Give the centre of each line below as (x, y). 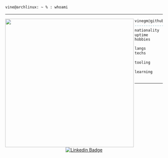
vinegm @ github (149, 21)
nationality (147, 30)
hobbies (143, 39)
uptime (141, 35)
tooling (143, 62)
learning (144, 72)
